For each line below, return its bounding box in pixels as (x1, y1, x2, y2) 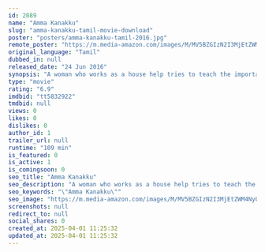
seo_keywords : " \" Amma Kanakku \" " (8, 187, 122, 196)
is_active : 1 (8, 159, 51, 167)
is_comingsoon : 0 (8, 166, 65, 174)
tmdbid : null (8, 100, 51, 107)
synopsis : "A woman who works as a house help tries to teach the (8, 70, 231, 78)
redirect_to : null (8, 210, 69, 218)
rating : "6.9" (8, 85, 55, 93)
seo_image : (8, 195, 44, 203)
